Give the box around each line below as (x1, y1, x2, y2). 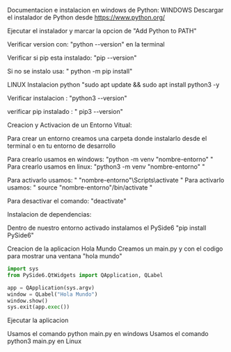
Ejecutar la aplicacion (7, 316, 69, 325)
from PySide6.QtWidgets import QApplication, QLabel (7, 271, 164, 278)
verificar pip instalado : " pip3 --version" (7, 108, 123, 115)
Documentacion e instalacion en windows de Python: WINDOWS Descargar (7, 6, 224, 14)
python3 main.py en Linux (7, 337, 82, 346)
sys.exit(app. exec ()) (7, 303, 70, 311)
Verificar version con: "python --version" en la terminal (7, 40, 165, 48)
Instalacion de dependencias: (7, 210, 92, 218)
